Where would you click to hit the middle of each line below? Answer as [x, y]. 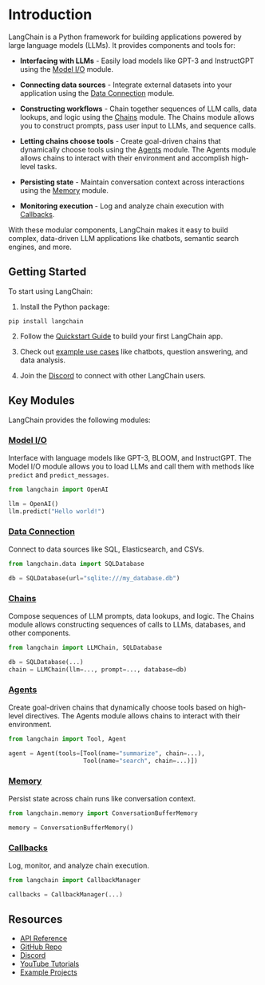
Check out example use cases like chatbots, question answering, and [134, 351]
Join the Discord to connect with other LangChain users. [113, 375]
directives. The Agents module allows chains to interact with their [133, 715]
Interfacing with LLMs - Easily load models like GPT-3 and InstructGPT [137, 61]
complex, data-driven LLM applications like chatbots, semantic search [124, 238]
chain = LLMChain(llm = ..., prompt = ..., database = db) [98, 669]
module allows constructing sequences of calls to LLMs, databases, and [127, 624]
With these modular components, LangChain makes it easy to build [119, 230]
